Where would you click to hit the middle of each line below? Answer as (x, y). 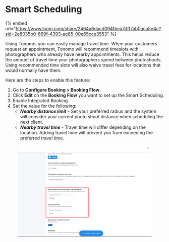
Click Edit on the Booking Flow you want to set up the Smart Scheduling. (88, 95)
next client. (32, 122)
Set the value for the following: (44, 106)
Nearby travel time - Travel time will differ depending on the (83, 127)
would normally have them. (33, 70)
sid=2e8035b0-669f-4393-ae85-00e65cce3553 (56, 34)
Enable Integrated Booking (40, 100)
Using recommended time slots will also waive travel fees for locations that (83, 65)
